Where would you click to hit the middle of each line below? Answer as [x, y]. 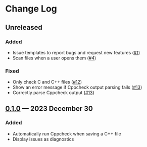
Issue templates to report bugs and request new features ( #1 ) [76, 52]
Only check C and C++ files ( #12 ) [47, 82]
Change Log [31, 9]
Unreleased [24, 27]
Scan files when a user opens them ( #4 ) [54, 58]
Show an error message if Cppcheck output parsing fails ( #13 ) [77, 87]
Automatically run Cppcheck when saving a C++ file [67, 133]
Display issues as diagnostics [43, 139]
